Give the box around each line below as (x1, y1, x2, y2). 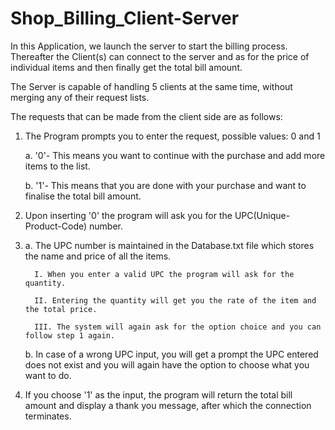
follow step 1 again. (24, 330, 115, 341)
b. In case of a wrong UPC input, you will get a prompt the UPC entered (24, 348, 319, 360)
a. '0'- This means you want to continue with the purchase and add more (24, 149, 326, 161)
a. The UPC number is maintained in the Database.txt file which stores (24, 239, 315, 251)
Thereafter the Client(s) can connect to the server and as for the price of (10, 50, 310, 62)
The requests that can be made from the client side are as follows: (10, 110, 283, 122)
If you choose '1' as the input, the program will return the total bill (24, 388, 293, 401)
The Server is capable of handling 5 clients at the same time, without (10, 80, 293, 92)
